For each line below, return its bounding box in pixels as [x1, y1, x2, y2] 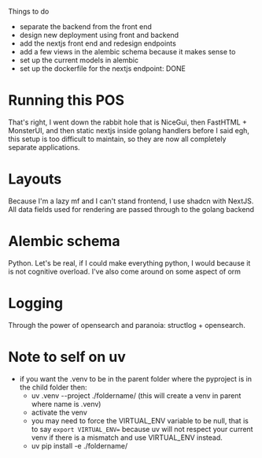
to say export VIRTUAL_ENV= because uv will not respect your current [31, 424, 253, 434]
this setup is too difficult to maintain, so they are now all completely [8, 134, 227, 143]
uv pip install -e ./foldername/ [31, 441, 128, 450]
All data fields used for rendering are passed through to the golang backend [8, 204, 254, 214]
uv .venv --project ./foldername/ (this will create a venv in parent [31, 390, 242, 400]
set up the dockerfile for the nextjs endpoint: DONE [19, 64, 186, 73]
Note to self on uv [8, 348, 126, 366]
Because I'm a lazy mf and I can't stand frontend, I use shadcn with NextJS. [8, 196, 254, 206]
